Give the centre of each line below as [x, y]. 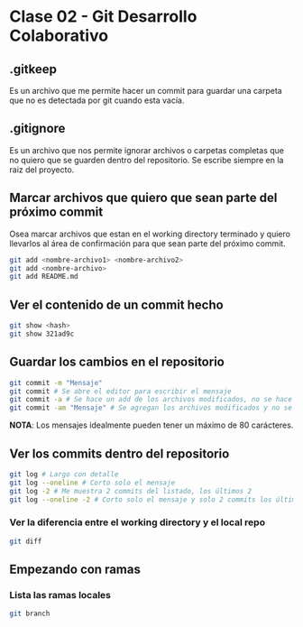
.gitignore [37, 129]
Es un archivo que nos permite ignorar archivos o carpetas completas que [147, 150]
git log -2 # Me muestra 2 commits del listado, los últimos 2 [131, 491]
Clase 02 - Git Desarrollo [103, 17]
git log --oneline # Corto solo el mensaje [92, 483]
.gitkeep [33, 69]
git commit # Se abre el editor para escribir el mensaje [120, 391]
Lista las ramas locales [60, 595]
